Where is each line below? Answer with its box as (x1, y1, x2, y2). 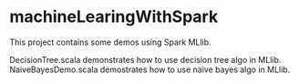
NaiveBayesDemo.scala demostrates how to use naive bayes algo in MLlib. (9, 64, 291, 75)
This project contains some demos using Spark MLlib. (9, 37, 211, 47)
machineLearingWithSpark (9, 6, 219, 27)
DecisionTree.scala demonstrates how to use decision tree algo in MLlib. (9, 54, 282, 65)
